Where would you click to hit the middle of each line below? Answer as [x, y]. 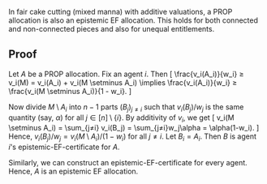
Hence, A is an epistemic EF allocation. [73, 171]
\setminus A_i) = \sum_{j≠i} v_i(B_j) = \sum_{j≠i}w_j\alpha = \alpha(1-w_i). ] [134, 128]
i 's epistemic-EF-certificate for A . [64, 147]
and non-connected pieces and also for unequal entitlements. [112, 29]
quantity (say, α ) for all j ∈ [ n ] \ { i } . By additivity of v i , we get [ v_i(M [121, 118]
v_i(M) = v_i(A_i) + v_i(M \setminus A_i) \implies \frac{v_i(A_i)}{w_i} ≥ [123, 82]
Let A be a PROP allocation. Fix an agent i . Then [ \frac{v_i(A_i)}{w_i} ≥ [126, 74]
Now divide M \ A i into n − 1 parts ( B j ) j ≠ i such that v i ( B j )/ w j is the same [126, 107]
